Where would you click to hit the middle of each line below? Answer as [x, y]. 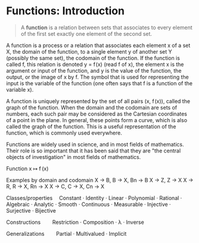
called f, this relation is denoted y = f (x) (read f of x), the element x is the [95, 64]
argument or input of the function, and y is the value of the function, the [94, 70]
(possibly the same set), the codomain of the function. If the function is [93, 58]
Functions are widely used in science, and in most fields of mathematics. [95, 144]
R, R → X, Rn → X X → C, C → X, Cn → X [55, 186]
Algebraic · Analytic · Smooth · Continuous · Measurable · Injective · [89, 204]
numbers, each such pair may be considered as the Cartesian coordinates [97, 114]
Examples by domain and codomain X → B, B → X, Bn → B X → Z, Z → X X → [100, 180]
